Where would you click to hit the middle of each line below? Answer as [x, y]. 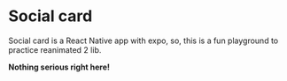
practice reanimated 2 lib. [55, 49]
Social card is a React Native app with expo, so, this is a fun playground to [143, 40]
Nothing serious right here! [59, 67]
